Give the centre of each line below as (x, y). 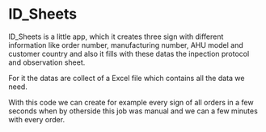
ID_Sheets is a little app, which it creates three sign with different (116, 36)
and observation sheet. (47, 62)
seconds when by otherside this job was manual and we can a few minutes (133, 111)
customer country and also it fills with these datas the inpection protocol (129, 53)
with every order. (37, 119)
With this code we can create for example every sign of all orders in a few (131, 102)
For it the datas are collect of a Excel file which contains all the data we (127, 78)
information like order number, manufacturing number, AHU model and (126, 45)
